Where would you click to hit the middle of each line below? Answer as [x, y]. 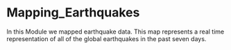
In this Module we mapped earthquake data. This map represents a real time [115, 32]
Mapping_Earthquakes [73, 13]
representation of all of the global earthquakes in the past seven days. [106, 38]
